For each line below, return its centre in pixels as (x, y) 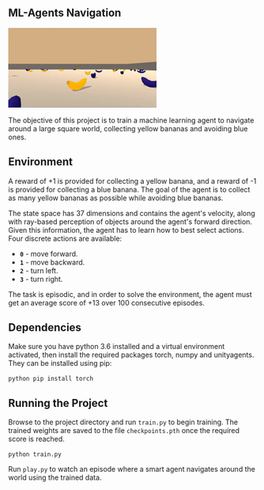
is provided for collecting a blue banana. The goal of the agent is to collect (129, 189)
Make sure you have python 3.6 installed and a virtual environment (117, 347)
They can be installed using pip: (60, 363)
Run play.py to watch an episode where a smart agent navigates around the (132, 469)
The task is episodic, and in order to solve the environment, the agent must (130, 294)
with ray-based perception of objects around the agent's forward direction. (130, 222)
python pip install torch (51, 379)
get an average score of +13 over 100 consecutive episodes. (107, 302)
